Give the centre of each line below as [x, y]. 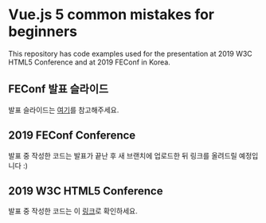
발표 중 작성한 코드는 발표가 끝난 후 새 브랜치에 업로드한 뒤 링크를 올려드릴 [123, 155]
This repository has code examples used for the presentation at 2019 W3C [130, 53]
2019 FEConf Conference [72, 136]
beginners [43, 31]
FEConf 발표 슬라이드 [59, 89]
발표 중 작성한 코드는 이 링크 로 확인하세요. [73, 211]
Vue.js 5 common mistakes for [111, 15]
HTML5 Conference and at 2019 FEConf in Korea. [90, 62]
